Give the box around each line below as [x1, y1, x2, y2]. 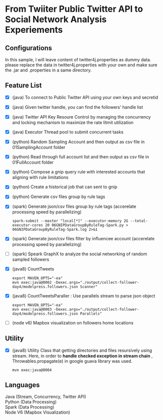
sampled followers [12, 256, 50, 262]
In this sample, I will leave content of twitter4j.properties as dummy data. [5, 57, 151, 62]
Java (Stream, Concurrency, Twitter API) [5, 394, 86, 400]
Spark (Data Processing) [5, 404, 55, 410]
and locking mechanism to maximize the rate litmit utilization [12, 120, 134, 125]
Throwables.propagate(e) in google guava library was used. [12, 358, 133, 364]
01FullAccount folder [12, 159, 54, 165]
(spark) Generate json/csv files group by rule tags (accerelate [12, 203, 137, 209]
